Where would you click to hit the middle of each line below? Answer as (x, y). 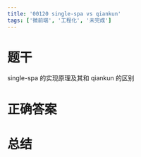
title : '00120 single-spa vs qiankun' (64, 14)
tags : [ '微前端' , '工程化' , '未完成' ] (60, 20)
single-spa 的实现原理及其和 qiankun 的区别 (71, 78)
